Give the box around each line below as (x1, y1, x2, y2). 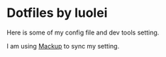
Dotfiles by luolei (6, 5, 108, 21)
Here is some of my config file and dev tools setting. (6, 28, 160, 37)
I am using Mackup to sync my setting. (6, 42, 120, 50)
